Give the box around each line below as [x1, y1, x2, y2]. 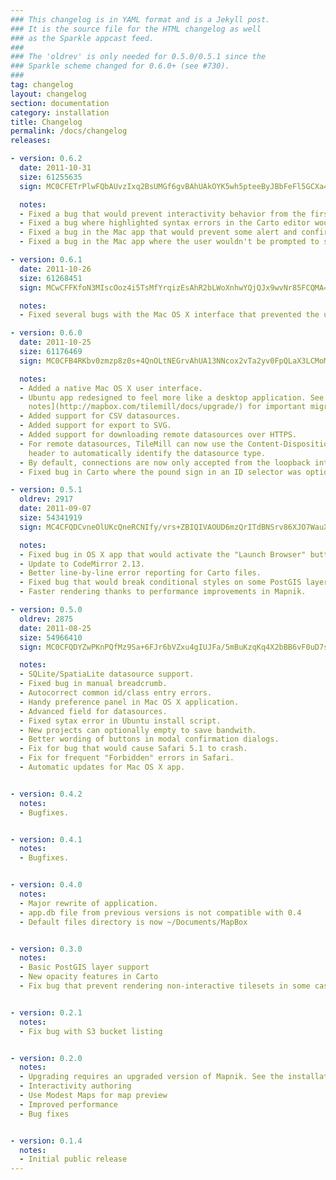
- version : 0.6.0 [10, 328, 83, 338]
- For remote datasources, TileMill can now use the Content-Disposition [19, 439, 333, 449]
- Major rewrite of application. [19, 898, 159, 908]
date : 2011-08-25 [19, 623, 92, 633]
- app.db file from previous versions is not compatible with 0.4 [19, 907, 302, 918]
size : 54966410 [19, 632, 83, 643]
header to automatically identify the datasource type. [28, 448, 267, 458]
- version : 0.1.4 [10, 1136, 83, 1146]
